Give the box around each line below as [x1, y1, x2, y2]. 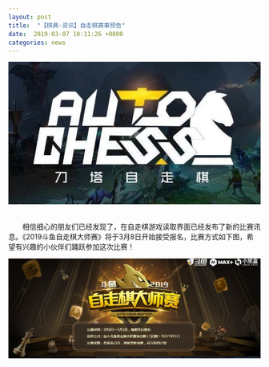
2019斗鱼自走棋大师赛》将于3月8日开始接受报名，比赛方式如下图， [25, 231, 247, 241]
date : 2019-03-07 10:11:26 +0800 [8, 30, 124, 38]
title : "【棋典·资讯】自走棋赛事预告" [8, 21, 126, 30]
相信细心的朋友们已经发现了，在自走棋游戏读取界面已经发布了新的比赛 [22, 222, 254, 231]
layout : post [8, 13, 52, 21]
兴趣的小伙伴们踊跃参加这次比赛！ [22, 242, 134, 251]
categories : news [8, 39, 66, 47]
